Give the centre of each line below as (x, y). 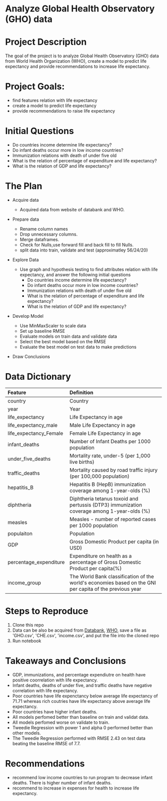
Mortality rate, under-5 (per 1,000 (110, 455)
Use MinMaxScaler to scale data (53, 326)
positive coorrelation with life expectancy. (55, 680)
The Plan (24, 186)
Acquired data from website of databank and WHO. (72, 209)
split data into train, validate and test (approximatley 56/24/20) (84, 250)
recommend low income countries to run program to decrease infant (83, 777)
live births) (82, 462)
